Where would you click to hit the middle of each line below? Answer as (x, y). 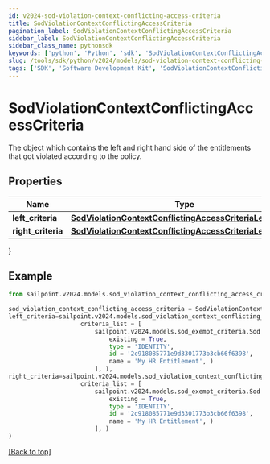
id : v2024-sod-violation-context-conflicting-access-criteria (115, 16)
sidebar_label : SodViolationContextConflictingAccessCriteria (115, 38)
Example (31, 276)
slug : (17, 61)
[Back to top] (30, 451)
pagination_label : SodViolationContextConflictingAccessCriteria (120, 31)
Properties (35, 182)
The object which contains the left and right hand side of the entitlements (130, 147)
